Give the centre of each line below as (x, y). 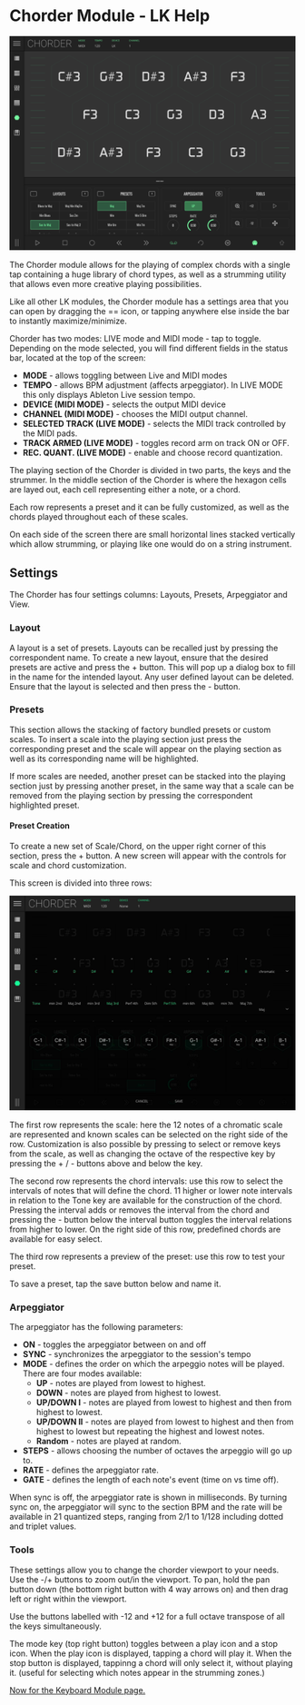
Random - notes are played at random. (108, 1442)
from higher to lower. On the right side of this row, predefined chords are (145, 1229)
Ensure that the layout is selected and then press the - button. (125, 686)
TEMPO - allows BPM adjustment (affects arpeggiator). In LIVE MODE (152, 385)
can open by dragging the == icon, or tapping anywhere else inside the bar (150, 312)
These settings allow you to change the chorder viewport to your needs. (144, 1570)
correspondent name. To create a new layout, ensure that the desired (139, 657)
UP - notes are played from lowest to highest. (121, 1383)
